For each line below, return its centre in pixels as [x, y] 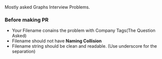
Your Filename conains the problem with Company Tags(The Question [84, 30]
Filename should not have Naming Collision [57, 41]
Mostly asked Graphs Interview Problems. [47, 7]
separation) [24, 52]
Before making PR [27, 20]
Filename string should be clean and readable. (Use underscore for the [84, 46]
